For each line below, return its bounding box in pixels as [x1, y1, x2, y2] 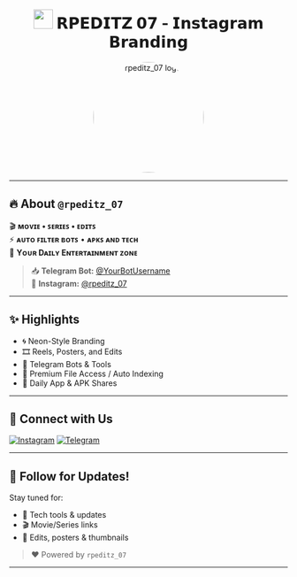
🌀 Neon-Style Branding [21, 335, 105, 346]
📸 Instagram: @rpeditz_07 [30, 278, 127, 288]
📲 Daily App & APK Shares [21, 377, 118, 389]
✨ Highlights [9, 312, 80, 327]
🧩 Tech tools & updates [21, 510, 107, 520]
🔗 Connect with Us [9, 412, 113, 427]
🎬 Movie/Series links [21, 519, 99, 530]
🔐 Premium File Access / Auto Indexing [21, 368, 164, 379]
